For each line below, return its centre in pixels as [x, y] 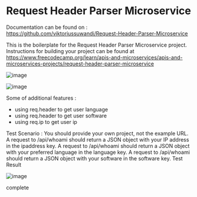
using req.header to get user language [61, 109]
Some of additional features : [41, 98]
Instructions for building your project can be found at [70, 51]
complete [18, 188]
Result [14, 165]
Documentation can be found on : [47, 27]
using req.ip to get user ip [46, 122]
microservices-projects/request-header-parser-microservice [80, 64]
